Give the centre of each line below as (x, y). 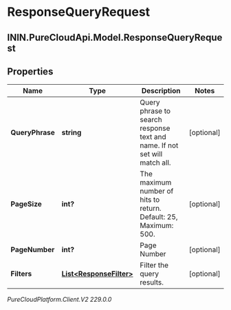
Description (161, 91)
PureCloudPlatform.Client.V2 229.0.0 (59, 300)
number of (157, 192)
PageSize (26, 204)
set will (151, 154)
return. (151, 209)
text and (153, 137)
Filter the (154, 265)
